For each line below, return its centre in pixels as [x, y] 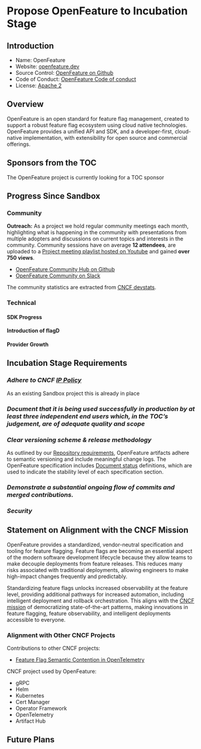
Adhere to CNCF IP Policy [44, 380]
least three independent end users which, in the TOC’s [87, 416]
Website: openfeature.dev [47, 66]
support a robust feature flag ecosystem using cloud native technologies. [97, 125]
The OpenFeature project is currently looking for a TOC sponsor [86, 177]
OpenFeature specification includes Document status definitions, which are [100, 465]
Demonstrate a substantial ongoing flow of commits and [91, 487]
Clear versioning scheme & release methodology [79, 439]
